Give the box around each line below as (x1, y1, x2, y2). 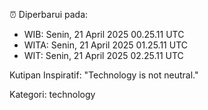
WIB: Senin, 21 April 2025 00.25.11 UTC (23, 29, 185, 40)
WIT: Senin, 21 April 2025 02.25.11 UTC (23, 50, 184, 61)
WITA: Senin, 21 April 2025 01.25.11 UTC (23, 39, 188, 51)
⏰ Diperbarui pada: (9, 9, 89, 20)
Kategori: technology (9, 89, 96, 100)
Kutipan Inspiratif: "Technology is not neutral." (9, 69, 199, 81)
